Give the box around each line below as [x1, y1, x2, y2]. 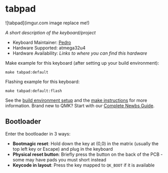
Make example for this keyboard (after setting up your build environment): [5, 60, 159, 66]
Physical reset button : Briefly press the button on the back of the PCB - [12, 151, 163, 157]
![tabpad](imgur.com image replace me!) [5, 20, 90, 26]
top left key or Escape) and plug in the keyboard [12, 146, 113, 152]
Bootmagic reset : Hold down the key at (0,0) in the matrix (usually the [12, 140, 159, 147]
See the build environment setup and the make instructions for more [5, 97, 148, 103]
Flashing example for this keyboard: [5, 78, 80, 84]
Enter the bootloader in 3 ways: [5, 131, 71, 137]
